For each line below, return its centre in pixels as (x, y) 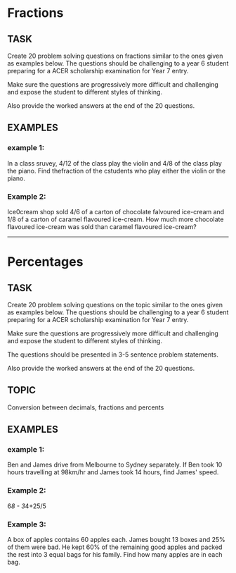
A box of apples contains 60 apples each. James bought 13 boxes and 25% (117, 540)
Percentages (45, 262)
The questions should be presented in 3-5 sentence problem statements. (113, 355)
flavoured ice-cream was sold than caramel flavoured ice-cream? (102, 226)
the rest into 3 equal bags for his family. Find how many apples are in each (115, 555)
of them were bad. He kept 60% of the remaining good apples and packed (115, 547)
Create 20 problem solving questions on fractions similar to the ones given (115, 56)
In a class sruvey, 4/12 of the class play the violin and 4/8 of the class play (115, 163)
